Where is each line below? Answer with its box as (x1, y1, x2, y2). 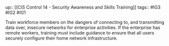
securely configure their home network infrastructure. (5, 35, 118, 41)
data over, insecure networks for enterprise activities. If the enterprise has (5, 24, 161, 30)
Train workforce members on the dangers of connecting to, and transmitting (5, 19, 164, 25)
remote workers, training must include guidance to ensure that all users (5, 30, 155, 35)
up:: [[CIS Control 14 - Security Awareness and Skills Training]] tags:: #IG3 (5, 4, 161, 10)
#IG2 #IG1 (5, 9, 26, 15)
